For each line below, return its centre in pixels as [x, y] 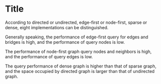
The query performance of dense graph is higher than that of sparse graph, [81, 66]
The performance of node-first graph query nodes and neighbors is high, [78, 51]
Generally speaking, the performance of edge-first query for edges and [77, 37]
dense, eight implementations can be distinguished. [57, 27]
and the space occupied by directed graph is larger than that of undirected [80, 71]
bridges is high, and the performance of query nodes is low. [65, 42]
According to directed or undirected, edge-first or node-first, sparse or [76, 22]
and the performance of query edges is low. [49, 56]
